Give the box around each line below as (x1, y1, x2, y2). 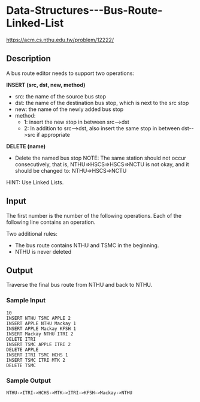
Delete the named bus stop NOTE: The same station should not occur (14, 154, 187, 161)
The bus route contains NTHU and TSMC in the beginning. (14, 241, 159, 249)
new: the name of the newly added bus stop (14, 106, 124, 113)
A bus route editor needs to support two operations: (6, 70, 135, 77)
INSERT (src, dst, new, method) (6, 81, 86, 88)
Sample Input (6, 296, 46, 305)
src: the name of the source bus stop (14, 92, 107, 100)
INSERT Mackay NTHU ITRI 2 (6, 331, 74, 337)
